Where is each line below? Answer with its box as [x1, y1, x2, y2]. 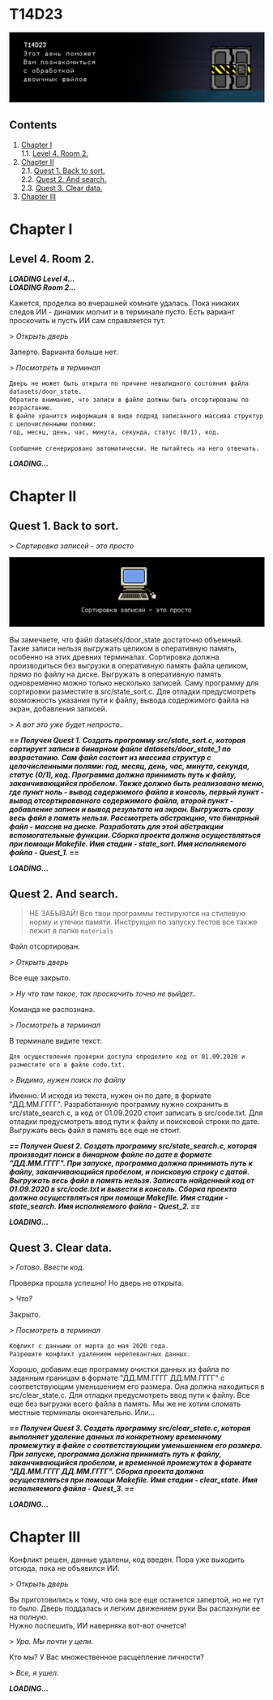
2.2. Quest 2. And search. [20, 174, 107, 184]
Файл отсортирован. [9, 941, 80, 951]
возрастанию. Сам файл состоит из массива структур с [9, 753, 211, 763]
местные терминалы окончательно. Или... [9, 1408, 155, 1417]
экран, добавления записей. [9, 704, 108, 714]
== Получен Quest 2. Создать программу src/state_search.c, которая [9, 1141, 258, 1151]
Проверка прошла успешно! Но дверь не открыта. [9, 1278, 185, 1287]
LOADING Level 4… [9, 274, 75, 283]
